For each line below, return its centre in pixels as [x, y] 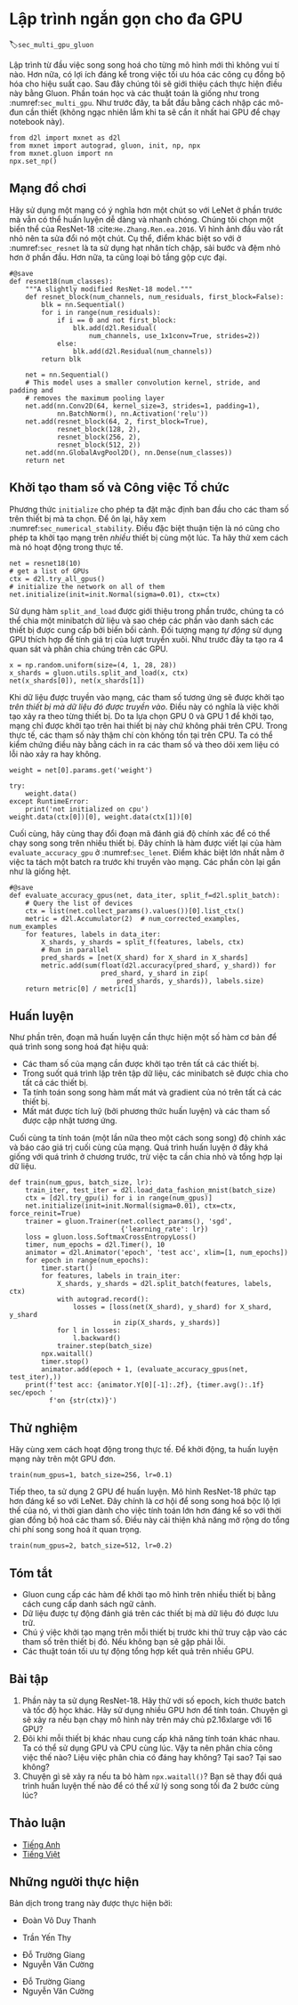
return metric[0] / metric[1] [81, 989]
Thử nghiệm [44, 1428]
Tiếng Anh [41, 1844]
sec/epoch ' [31, 1393]
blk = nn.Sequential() [83, 304]
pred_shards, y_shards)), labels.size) [191, 981]
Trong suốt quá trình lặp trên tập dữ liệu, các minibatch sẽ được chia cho [155, 1073]
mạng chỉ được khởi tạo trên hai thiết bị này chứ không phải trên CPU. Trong [148, 725]
